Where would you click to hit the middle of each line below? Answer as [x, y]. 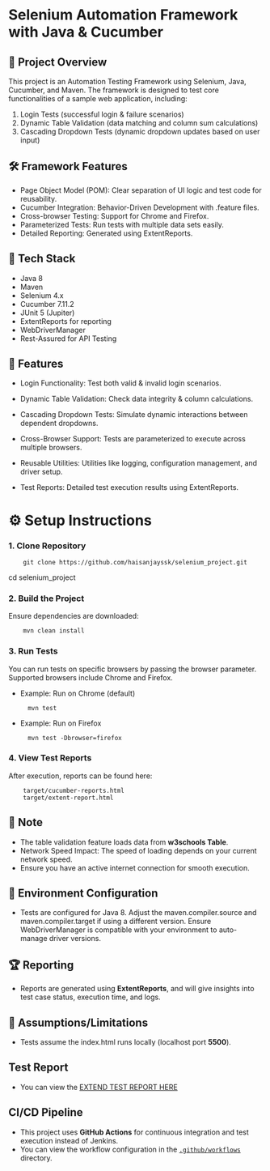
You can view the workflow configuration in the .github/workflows [130, 1149]
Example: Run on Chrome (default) [78, 693]
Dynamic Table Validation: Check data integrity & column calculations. [136, 399]
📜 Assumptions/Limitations [78, 1022]
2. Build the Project [46, 598]
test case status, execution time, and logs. [90, 997]
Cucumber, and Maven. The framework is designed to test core [114, 90]
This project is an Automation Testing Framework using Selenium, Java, [127, 81]
